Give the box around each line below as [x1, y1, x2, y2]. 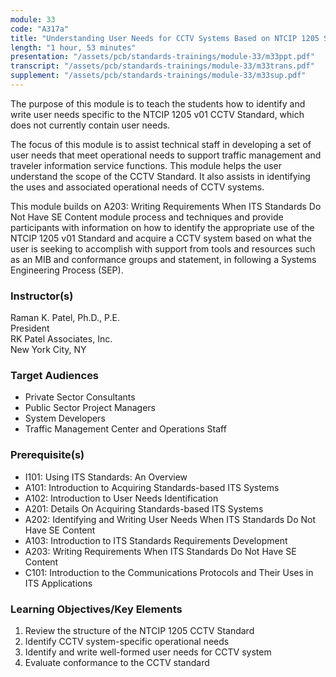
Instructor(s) [10, 289, 74, 303]
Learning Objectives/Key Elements [10, 602, 183, 616]
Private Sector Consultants [24, 391, 136, 403]
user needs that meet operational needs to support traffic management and [10, 149, 322, 161]
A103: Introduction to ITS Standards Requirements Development [24, 534, 288, 546]
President [10, 322, 50, 335]
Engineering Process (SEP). [10, 264, 124, 276]
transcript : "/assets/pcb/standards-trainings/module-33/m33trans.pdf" [10, 61, 315, 71]
